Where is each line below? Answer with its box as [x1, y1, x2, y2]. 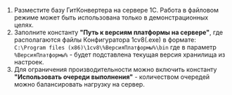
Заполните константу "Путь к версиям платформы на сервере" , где [13, 28, 224, 36]
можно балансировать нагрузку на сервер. [13, 80, 146, 88]
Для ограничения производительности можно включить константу [13, 66, 217, 73]
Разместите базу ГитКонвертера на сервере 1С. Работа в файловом [13, 6, 219, 14]
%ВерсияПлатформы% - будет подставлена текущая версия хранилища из [13, 50, 226, 59]
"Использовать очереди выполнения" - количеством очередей [13, 73, 210, 81]
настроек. [13, 58, 44, 66]
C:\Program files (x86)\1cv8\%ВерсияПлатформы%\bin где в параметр [13, 43, 217, 51]
